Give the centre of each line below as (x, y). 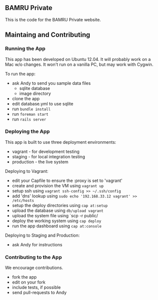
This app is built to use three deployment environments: (61, 142)
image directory (35, 93)
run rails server (29, 119)
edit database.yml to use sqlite (43, 104)
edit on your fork (29, 282)
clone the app (26, 98)
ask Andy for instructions (37, 244)
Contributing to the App (33, 257)
